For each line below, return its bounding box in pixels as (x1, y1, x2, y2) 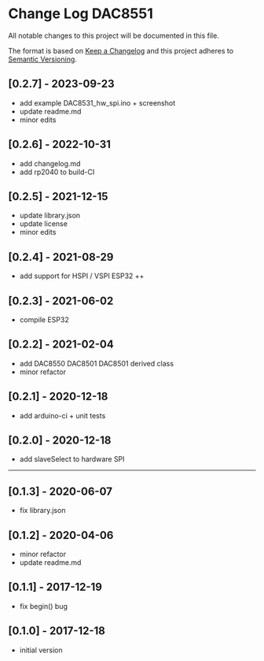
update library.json (19, 210, 81, 221)
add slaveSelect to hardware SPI (19, 455, 125, 464)
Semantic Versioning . (8, 54, 77, 64)
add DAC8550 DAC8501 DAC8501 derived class (19, 358, 174, 368)
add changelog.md (19, 158, 81, 168)
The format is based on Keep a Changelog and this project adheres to (8, 46, 234, 55)
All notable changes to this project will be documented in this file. (8, 31, 220, 40)
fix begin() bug (19, 601, 68, 611)
